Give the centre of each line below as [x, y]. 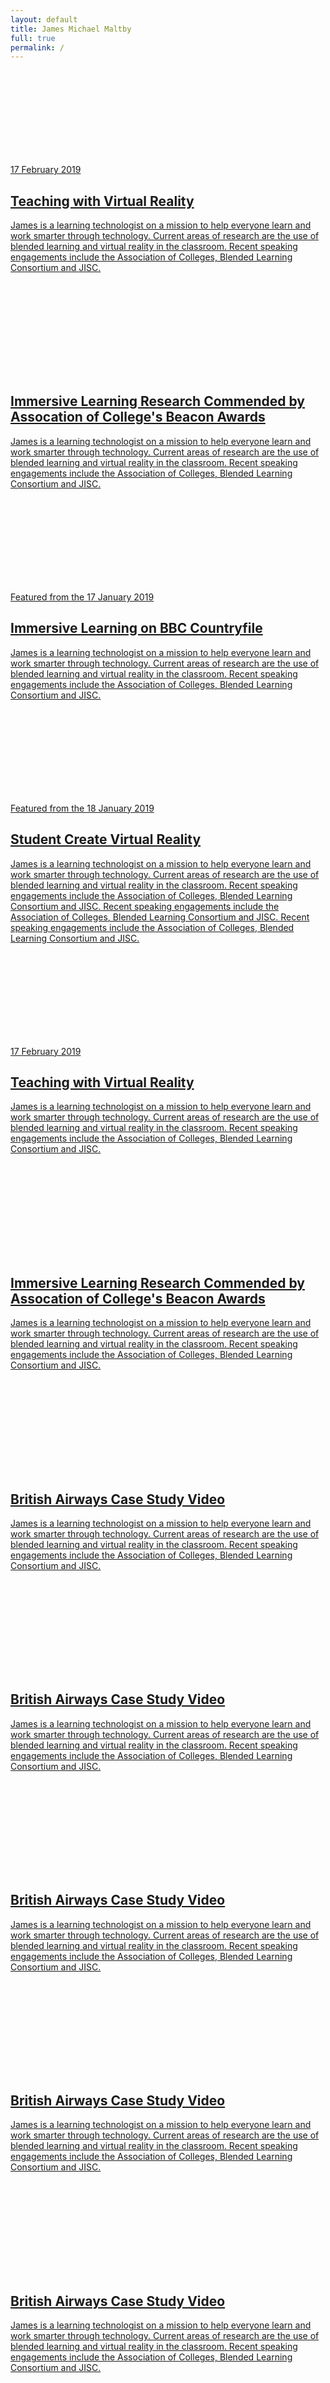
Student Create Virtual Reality [106, 839]
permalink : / [37, 47]
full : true [33, 38]
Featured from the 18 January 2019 [82, 808]
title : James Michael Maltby [71, 29]
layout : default [44, 19]
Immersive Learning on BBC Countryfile [136, 628]
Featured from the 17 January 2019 [82, 597]
